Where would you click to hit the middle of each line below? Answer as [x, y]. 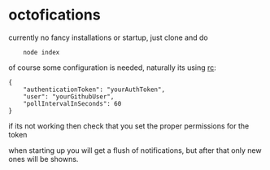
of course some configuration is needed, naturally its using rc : [113, 68]
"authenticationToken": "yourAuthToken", [94, 89]
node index [41, 52]
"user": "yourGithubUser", [69, 96]
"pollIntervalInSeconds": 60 [72, 103]
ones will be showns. [44, 159]
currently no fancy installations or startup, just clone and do [109, 37]
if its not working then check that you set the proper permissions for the [129, 126]
